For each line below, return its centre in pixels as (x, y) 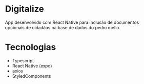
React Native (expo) (32, 66)
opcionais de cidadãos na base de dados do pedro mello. (63, 27)
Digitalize (25, 9)
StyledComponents (31, 76)
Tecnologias (31, 47)
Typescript (23, 60)
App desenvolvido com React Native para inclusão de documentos (72, 22)
